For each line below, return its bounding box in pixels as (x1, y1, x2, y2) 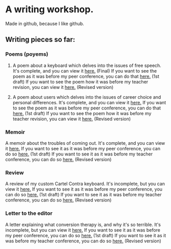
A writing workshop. (5, 4, 94, 15)
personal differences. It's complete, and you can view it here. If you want (12, 99, 166, 105)
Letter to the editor (5, 210, 53, 217)
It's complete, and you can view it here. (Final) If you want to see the (12, 67, 157, 74)
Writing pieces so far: (5, 35, 76, 44)
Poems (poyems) (5, 51, 48, 58)
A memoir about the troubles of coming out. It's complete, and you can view (5, 140, 165, 146)
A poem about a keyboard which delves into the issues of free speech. (12, 62, 162, 69)
